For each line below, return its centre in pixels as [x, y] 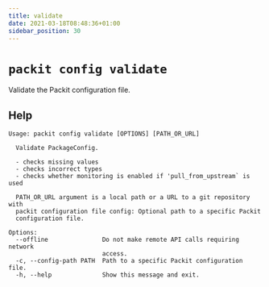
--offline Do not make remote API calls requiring [128, 240]
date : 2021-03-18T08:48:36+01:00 [64, 23]
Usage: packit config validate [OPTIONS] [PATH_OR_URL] [104, 134]
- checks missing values [57, 162]
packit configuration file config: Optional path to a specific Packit [139, 212]
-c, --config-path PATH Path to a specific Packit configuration [129, 261]
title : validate [35, 16]
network [21, 247]
